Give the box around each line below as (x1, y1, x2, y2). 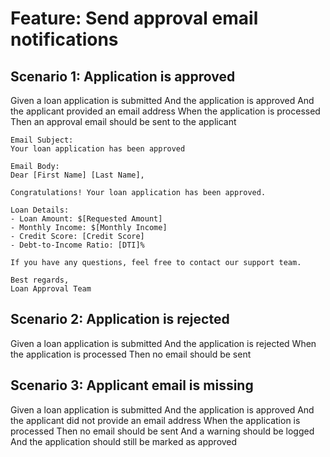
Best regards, (10, 275, 70, 285)
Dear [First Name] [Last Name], (10, 170, 145, 180)
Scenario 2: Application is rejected (10, 311, 230, 328)
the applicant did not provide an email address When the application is (10, 414, 301, 426)
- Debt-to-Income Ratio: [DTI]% (10, 240, 145, 250)
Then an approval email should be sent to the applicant (10, 116, 237, 127)
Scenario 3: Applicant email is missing (10, 377, 254, 394)
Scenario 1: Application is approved (10, 68, 236, 85)
